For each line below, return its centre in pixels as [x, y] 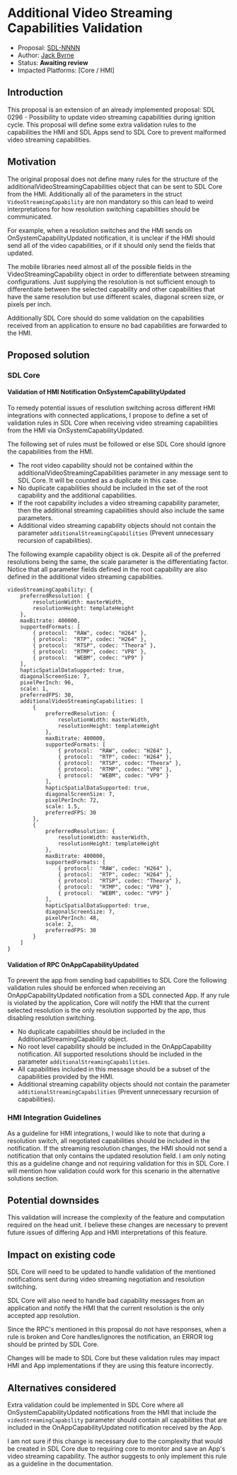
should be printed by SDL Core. [53, 1344]
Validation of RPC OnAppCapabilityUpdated [73, 965]
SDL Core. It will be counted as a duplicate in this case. [98, 481]
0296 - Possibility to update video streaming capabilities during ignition [111, 117]
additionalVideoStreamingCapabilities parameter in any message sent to [123, 473]
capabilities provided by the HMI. [66, 1077]
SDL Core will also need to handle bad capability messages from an [106, 1301]
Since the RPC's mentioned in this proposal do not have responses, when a [117, 1329]
